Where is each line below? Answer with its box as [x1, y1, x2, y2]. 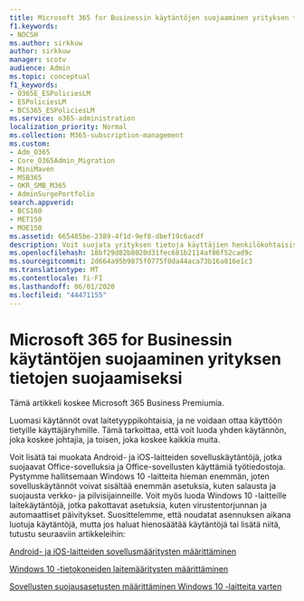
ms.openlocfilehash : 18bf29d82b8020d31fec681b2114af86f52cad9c [9, 249, 253, 258]
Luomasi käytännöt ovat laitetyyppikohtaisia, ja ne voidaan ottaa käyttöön [9, 415, 283, 426]
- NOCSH [9, 30, 39, 39]
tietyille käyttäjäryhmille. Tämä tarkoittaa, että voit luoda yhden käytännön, [9, 425, 287, 436]
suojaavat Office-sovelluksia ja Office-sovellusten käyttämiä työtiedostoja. [9, 462, 286, 473]
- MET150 [9, 214, 43, 224]
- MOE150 [9, 223, 43, 232]
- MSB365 [9, 173, 43, 182]
